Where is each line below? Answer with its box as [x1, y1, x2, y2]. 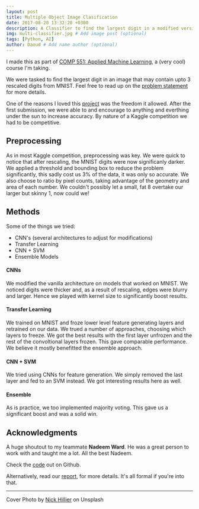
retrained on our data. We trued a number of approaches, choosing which [6, 325, 186, 332]
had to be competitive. [6, 119, 61, 126]
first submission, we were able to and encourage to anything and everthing [6, 106, 190, 113]
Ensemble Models [14, 253, 59, 260]
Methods [6, 207, 40, 217]
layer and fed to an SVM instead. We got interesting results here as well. [6, 377, 182, 384]
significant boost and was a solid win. [6, 411, 98, 418]
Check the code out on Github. [6, 461, 81, 469]
